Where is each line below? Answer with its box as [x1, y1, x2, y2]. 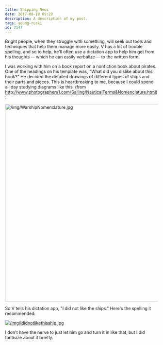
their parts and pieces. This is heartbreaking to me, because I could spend [5, 79, 154, 85]
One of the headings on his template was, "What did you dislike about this [5, 69, 153, 74]
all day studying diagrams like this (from [5, 84, 86, 90]
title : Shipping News [5, 7, 49, 12]
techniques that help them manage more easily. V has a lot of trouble [5, 44, 143, 50]
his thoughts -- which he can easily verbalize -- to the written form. [5, 54, 140, 60]
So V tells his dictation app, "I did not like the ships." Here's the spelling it [5, 306, 151, 311]
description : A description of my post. [5, 16, 88, 21]
